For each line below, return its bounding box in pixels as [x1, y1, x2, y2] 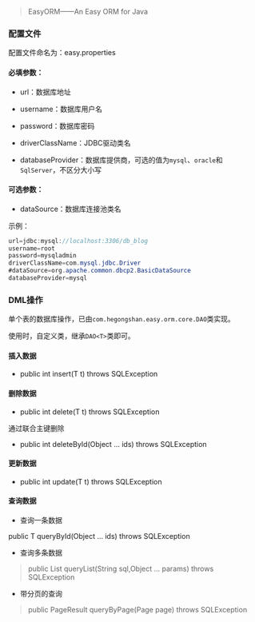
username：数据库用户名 [19, 104, 102, 114]
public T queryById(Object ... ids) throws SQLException [8, 532, 190, 541]
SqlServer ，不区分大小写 [19, 165, 102, 174]
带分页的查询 [19, 589, 62, 599]
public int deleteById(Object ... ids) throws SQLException [19, 439, 207, 449]
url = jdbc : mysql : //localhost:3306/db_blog [8, 237, 149, 245]
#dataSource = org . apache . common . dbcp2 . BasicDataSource [8, 267, 192, 275]
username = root [8, 244, 56, 253]
